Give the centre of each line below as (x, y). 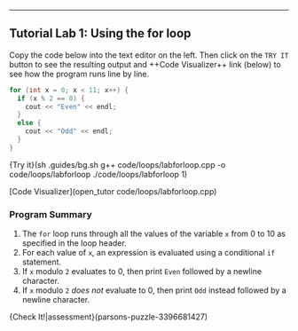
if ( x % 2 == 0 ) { (51, 99)
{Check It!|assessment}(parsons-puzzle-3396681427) (109, 317)
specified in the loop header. (74, 243)
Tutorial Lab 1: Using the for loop (100, 33)
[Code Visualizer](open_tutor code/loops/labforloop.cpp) (113, 191)
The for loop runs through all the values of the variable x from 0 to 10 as (154, 234)
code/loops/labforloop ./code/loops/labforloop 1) (98, 174)
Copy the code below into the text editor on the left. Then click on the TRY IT (149, 55)
